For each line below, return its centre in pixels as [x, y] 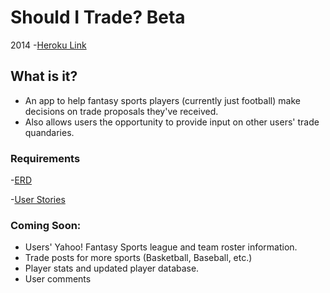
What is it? [44, 76]
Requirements [45, 158]
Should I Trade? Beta [98, 17]
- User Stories [38, 200]
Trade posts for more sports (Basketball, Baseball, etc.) [138, 258]
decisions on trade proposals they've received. [121, 111]
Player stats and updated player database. [112, 268]
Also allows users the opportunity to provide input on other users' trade [172, 122]
